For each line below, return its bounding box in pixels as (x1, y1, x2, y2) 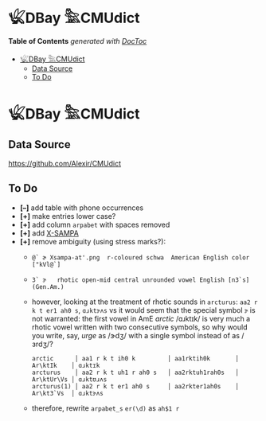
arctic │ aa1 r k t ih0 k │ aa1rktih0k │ (31, 354, 239, 362)
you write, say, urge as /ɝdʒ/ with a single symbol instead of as (31, 330, 241, 340)
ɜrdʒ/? (31, 339, 53, 349)
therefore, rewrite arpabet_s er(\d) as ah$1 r (31, 403, 180, 413)
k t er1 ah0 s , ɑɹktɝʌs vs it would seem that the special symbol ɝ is (31, 305, 256, 314)
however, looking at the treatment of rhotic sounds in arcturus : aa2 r (31, 297, 258, 306)
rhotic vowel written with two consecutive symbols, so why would (31, 322, 248, 332)
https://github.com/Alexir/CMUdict (8, 158, 122, 168)
